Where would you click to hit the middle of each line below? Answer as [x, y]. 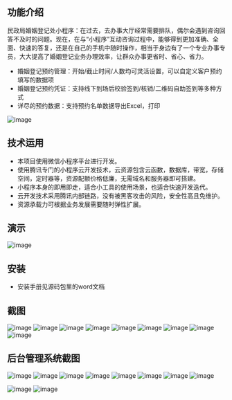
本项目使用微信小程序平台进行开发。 [69, 161]
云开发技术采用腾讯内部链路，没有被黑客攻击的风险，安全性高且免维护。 [120, 195]
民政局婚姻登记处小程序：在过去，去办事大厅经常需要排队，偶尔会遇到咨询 [113, 30]
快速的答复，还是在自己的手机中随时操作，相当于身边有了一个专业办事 [119, 48]
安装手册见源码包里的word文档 [61, 287]
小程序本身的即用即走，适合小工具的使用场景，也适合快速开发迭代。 [114, 187]
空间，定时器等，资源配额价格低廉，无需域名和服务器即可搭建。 [108, 178]
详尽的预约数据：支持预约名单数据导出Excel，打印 [89, 105]
